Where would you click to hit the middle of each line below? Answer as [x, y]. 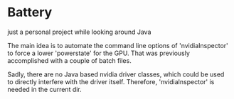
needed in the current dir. [44, 89]
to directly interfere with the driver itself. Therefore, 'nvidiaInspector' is [111, 81]
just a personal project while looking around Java [79, 32]
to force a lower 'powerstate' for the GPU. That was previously [99, 53]
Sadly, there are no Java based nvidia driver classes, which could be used [116, 74]
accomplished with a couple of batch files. [69, 60]
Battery [30, 12]
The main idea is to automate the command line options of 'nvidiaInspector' [118, 45]
